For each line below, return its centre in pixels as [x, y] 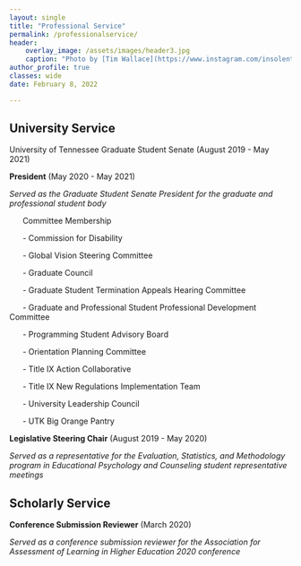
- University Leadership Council [81, 404]
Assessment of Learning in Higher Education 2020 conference [125, 552]
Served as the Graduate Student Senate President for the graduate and [141, 194]
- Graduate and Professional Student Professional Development [139, 308]
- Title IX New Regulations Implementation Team [111, 387]
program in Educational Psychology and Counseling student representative [148, 466]
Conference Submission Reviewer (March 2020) [100, 525]
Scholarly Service [60, 503]
